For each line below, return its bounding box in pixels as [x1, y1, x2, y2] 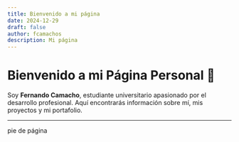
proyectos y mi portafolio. [7, 106, 83, 114]
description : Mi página [7, 37, 78, 44]
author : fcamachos [7, 30, 62, 38]
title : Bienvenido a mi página [7, 10, 100, 18]
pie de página [7, 126, 48, 135]
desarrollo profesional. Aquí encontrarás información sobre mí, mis [7, 99, 203, 107]
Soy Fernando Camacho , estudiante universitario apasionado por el [7, 91, 206, 99]
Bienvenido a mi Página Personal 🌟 [7, 67, 216, 84]
